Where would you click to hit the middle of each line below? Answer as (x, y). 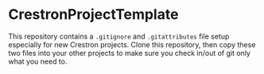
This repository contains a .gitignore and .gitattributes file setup (119, 36)
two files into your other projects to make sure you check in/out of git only (129, 53)
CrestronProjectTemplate (93, 15)
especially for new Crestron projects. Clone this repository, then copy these (132, 44)
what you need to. (38, 61)
